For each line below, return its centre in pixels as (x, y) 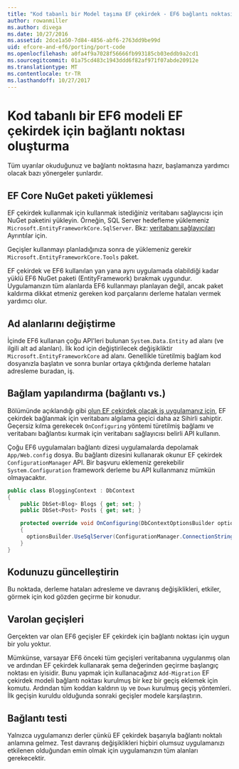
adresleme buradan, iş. (41, 371)
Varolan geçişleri (46, 619)
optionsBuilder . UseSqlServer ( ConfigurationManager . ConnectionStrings (131, 536)
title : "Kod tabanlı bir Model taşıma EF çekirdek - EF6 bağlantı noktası (121, 14)
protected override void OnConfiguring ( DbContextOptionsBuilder (117, 524)
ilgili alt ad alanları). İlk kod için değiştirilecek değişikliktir (90, 348)
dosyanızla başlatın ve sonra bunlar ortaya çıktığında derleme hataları (109, 363)
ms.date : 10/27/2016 (38, 34)
